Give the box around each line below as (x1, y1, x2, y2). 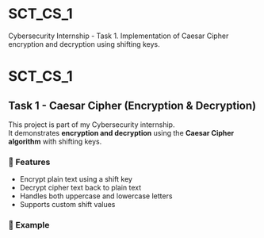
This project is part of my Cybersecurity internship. (8, 120, 175, 129)
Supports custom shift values (19, 200, 116, 209)
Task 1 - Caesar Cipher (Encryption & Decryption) (8, 98, 256, 112)
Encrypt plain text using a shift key (19, 175, 133, 184)
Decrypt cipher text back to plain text (19, 183, 142, 193)
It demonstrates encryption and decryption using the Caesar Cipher (8, 128, 235, 137)
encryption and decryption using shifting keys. (8, 39, 160, 48)
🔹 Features (8, 156, 51, 167)
